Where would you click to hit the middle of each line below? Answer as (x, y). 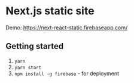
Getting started (35, 46)
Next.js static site (50, 11)
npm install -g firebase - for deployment (67, 73)
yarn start (28, 67)
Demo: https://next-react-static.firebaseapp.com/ (67, 27)
